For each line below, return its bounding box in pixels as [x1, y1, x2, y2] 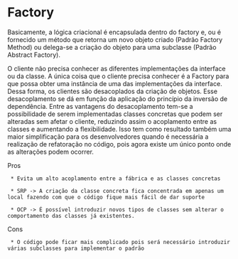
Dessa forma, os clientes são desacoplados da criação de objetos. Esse [7, 87, 218, 95]
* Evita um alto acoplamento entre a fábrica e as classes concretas [10, 175, 221, 182]
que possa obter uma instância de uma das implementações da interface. [7, 79, 222, 88]
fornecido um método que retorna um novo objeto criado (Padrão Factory [7, 35, 223, 43]
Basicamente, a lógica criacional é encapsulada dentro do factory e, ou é [7, 28, 222, 36]
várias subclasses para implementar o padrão [7, 245, 144, 252]
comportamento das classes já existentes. [7, 212, 135, 219]
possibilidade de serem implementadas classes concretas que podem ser [7, 110, 223, 118]
